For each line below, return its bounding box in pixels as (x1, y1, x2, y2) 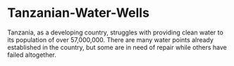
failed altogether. (7, 51, 56, 59)
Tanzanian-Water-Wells (7, 5, 150, 21)
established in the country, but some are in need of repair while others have (7, 43, 227, 51)
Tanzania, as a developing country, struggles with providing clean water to (7, 28, 223, 37)
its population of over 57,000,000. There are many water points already (7, 35, 214, 44)
